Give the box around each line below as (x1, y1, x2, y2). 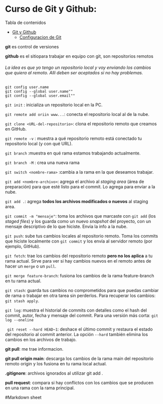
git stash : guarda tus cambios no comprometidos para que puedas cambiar (5, 288, 159, 293)
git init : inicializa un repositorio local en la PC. (5, 102, 103, 108)
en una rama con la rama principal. (5, 385, 75, 391)
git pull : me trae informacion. (5, 346, 63, 352)
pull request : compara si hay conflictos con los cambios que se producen (5, 380, 154, 386)
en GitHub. (5, 126, 27, 132)
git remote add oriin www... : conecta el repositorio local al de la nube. (5, 112, 150, 117)
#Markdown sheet (5, 395, 42, 401)
